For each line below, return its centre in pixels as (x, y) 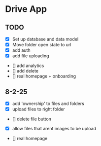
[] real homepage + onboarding (44, 76)
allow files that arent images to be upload (54, 129)
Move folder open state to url (42, 45)
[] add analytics (28, 66)
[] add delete (25, 71)
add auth (21, 50)
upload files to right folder (38, 109)
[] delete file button (32, 119)
